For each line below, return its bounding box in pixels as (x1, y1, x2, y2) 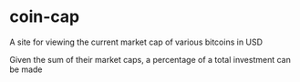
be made (9, 64, 43, 75)
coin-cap (9, 6, 80, 27)
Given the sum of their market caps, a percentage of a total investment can (9, 54, 292, 65)
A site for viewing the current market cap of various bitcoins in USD (9, 36, 263, 47)
